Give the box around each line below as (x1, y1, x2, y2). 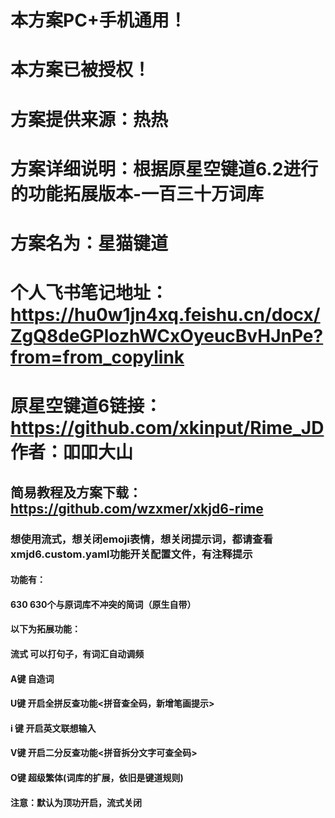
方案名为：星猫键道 (10, 232, 169, 255)
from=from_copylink (10, 346, 185, 369)
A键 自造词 (10, 672, 55, 685)
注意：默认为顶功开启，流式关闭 (10, 796, 142, 808)
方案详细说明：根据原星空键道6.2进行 (10, 157, 319, 180)
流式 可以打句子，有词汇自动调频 (10, 648, 145, 660)
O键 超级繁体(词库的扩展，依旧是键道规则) (10, 771, 184, 783)
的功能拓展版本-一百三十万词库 (10, 182, 265, 205)
